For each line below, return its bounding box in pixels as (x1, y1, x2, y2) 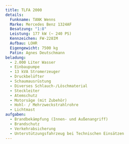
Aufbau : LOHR (10, 41, 38, 46)
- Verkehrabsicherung (10, 126, 56, 131)
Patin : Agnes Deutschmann (10, 50, 65, 55)
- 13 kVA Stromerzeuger (10, 69, 60, 75)
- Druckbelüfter (10, 74, 44, 79)
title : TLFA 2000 (5, 7, 42, 13)
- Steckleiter (10, 88, 40, 93)
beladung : (5, 55, 27, 60)
